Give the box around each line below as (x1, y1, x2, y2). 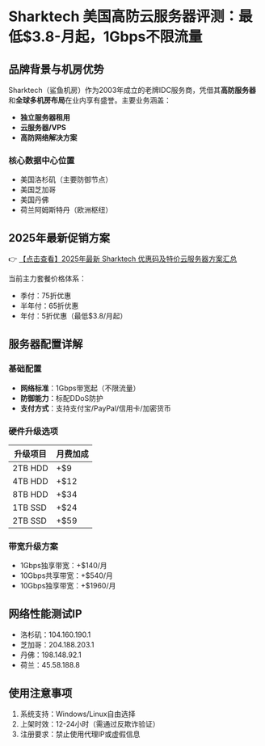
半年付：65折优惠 (19, 301, 79, 311)
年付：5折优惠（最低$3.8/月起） (19, 311, 128, 321)
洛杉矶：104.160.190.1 (19, 630, 91, 639)
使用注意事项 (8, 686, 73, 700)
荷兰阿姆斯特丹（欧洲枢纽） (19, 205, 113, 215)
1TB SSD (12, 502, 47, 513)
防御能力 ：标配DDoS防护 (19, 393, 103, 403)
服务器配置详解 (8, 337, 83, 351)
